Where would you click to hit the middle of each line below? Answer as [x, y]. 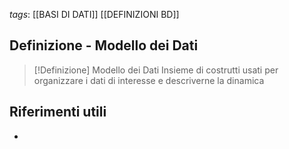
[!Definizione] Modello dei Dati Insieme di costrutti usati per [156, 70]
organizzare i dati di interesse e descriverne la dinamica [149, 80]
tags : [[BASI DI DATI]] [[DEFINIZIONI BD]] [94, 14]
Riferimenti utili [58, 112]
